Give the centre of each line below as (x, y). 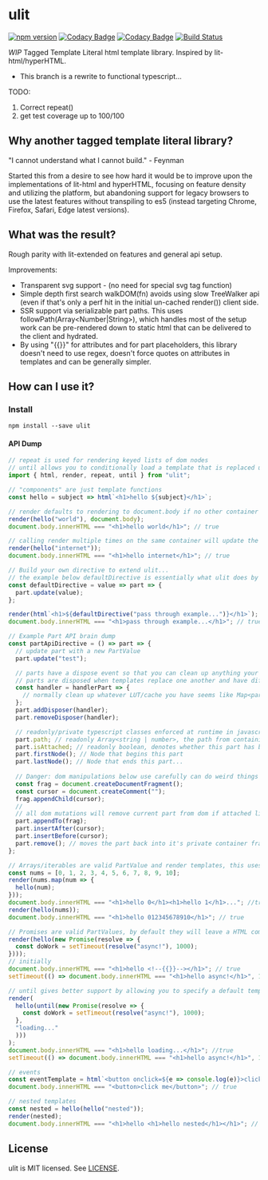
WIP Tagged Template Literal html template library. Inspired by (110, 52)
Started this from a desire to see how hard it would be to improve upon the (130, 175)
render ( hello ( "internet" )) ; (55, 548)
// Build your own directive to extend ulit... (89, 570)
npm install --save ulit (49, 426)
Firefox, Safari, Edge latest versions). (69, 209)
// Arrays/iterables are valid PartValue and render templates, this (126, 865)
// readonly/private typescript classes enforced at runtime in (124, 732)
